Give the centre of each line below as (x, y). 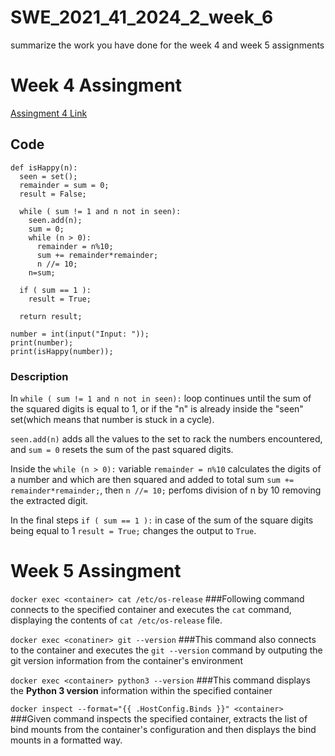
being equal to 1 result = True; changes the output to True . (133, 530)
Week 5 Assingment (96, 571)
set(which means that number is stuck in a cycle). (112, 419)
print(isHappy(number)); (62, 351)
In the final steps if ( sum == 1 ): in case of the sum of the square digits (162, 520)
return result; (51, 316)
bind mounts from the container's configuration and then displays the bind (163, 729)
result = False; (53, 194)
